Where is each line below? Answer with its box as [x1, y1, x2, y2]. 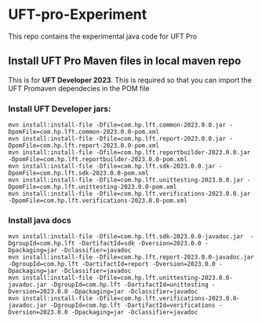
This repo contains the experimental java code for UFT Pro [8, 31, 198, 41]
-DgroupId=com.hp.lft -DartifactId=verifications [49, 301, 216, 310]
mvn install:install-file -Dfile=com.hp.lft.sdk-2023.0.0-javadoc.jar [8, 233, 244, 241]
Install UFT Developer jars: [8, 103, 111, 114]
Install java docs [8, 215, 72, 226]
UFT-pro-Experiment [8, 6, 147, 24]
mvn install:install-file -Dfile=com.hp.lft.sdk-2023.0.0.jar [8, 163, 216, 171]
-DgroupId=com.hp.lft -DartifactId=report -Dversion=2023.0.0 [8, 260, 216, 268]
